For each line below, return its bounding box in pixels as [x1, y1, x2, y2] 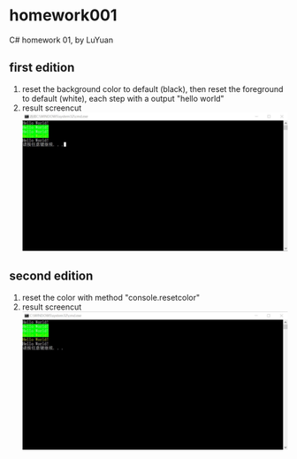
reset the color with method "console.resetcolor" [21, 292, 201, 302]
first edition [9, 60, 75, 75]
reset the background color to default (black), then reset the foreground [21, 83, 284, 94]
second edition [9, 269, 94, 284]
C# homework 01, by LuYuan [9, 34, 113, 45]
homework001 [9, 5, 118, 26]
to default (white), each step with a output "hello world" [21, 93, 225, 103]
